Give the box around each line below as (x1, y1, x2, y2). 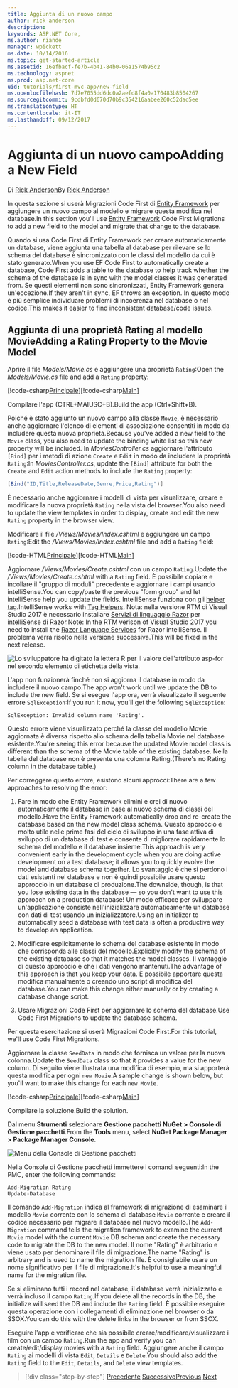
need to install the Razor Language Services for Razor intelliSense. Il (7, 625, 207, 634)
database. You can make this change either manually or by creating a (17, 985, 219, 994)
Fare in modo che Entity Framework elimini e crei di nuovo (17, 797, 188, 806)
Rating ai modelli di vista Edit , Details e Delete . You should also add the (7, 1351, 218, 1360)
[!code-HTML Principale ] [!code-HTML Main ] (7, 552, 135, 560)
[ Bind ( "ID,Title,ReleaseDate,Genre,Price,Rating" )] (7, 480, 163, 488)
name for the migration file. (7, 1271, 87, 1279)
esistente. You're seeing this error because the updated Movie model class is (7, 740, 232, 748)
